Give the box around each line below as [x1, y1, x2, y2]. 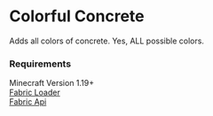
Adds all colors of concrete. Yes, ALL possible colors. [9, 35, 204, 46]
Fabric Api [9, 97, 47, 107]
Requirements [9, 58, 72, 70]
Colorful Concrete [9, 6, 145, 27]
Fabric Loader [9, 87, 60, 98]
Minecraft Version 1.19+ [9, 78, 95, 89]
